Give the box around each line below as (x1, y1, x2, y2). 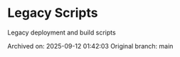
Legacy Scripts (7, 5, 98, 21)
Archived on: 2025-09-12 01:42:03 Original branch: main (7, 42, 174, 50)
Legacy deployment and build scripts (7, 28, 116, 37)
